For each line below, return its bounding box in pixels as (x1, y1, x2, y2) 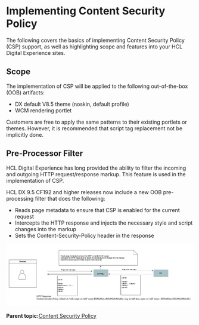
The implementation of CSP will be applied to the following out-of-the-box (6, 82, 188, 90)
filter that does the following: (35, 195, 105, 202)
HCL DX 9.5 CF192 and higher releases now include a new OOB (6, 188, 162, 195)
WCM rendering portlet (14, 106, 72, 114)
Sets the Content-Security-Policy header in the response (14, 232, 154, 239)
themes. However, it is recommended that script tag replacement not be (6, 124, 183, 132)
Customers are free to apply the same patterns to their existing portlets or (6, 118, 188, 125)
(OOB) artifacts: (6, 88, 45, 96)
